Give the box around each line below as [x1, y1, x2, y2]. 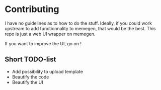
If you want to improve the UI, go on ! [5, 40, 82, 46]
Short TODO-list [5, 55, 56, 64]
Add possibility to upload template [12, 68, 84, 74]
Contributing [5, 4, 59, 15]
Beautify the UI [12, 79, 43, 85]
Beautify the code [12, 74, 49, 80]
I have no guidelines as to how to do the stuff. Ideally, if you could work [5, 20, 152, 26]
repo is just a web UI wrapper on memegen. [5, 31, 96, 37]
